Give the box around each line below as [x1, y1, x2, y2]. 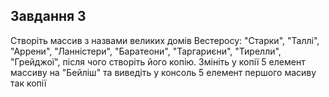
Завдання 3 [10, 8, 87, 25]
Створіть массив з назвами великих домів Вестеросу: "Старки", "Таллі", [10, 34, 320, 46]
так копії [10, 77, 47, 89]
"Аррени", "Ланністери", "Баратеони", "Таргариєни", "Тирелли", [10, 45, 282, 57]
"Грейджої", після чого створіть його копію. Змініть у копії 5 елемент [10, 55, 306, 68]
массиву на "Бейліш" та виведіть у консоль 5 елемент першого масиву [10, 66, 317, 78]
